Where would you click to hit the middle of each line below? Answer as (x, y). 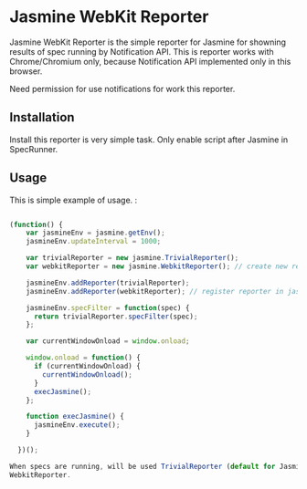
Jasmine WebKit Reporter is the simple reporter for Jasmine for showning (148, 42)
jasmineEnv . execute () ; (77, 425)
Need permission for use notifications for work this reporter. (122, 88)
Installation (42, 117)
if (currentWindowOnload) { (87, 367)
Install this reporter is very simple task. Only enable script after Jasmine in (149, 140)
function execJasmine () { (75, 417)
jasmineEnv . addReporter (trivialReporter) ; (108, 283)
